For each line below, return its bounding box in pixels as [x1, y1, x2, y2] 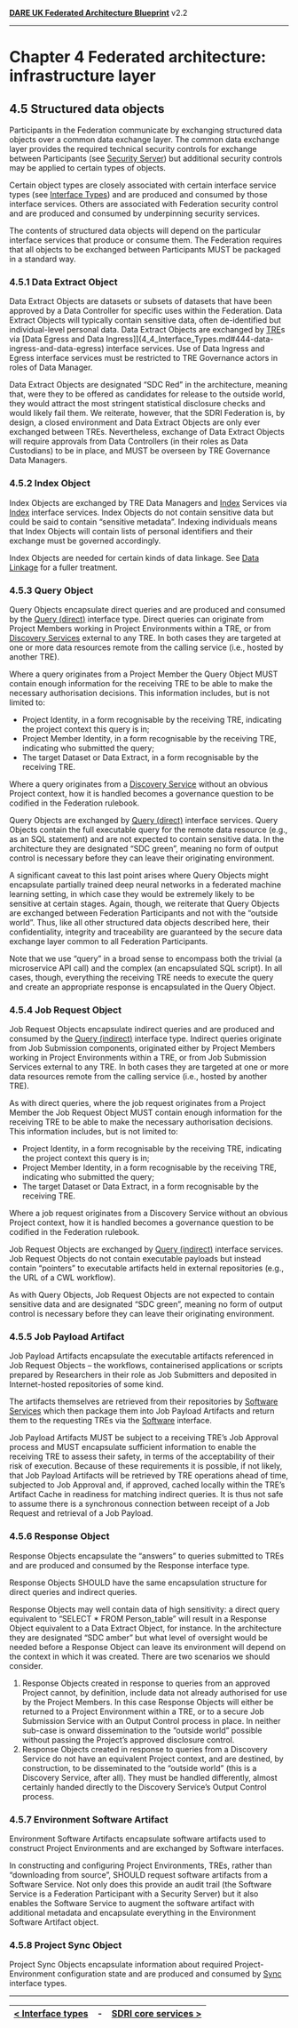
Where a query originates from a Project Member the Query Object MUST [9, 669, 278, 679]
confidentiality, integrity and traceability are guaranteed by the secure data [9, 926, 283, 937]
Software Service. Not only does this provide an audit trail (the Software [9, 1880, 272, 1890]
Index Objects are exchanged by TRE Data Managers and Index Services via [9, 497, 287, 508]
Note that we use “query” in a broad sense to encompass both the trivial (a [9, 953, 282, 964]
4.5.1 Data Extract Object [9, 276, 118, 288]
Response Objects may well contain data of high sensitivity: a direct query [9, 1604, 280, 1615]
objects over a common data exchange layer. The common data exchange [9, 134, 280, 145]
